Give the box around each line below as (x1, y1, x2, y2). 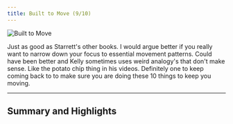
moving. (7, 79, 31, 87)
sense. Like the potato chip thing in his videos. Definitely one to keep (7, 64, 205, 72)
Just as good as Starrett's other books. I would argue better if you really (7, 42, 213, 50)
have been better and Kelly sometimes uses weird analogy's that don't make (7, 56, 225, 65)
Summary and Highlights (7, 105, 117, 117)
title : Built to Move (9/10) (7, 10, 92, 17)
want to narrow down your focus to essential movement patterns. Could (7, 50, 213, 58)
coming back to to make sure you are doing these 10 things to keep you (7, 72, 212, 80)
